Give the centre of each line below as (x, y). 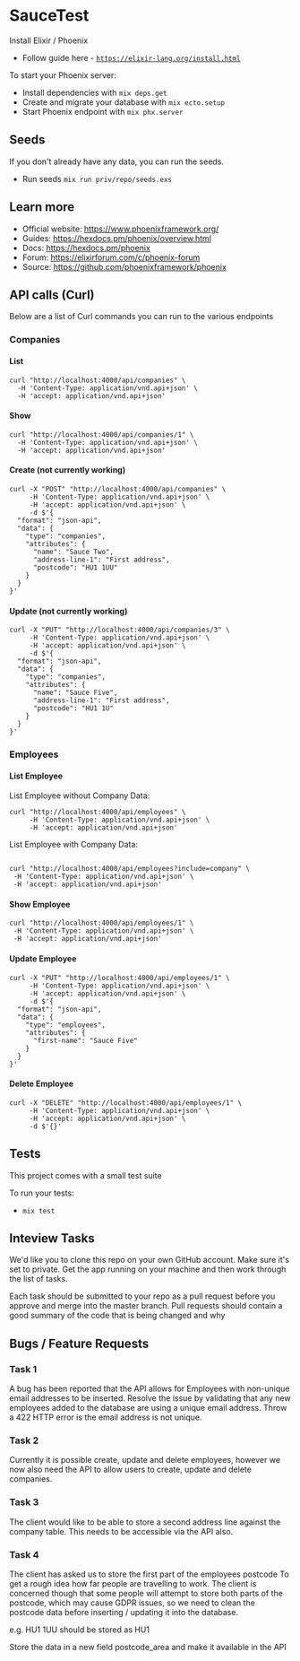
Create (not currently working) (68, 470)
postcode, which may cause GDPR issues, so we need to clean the (132, 1603)
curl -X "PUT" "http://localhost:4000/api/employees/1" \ (120, 978)
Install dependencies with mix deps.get (94, 92)
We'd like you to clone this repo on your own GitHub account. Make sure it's (149, 1260)
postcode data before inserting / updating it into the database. (124, 1613)
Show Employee (40, 904)
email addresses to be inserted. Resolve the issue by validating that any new (150, 1398)
